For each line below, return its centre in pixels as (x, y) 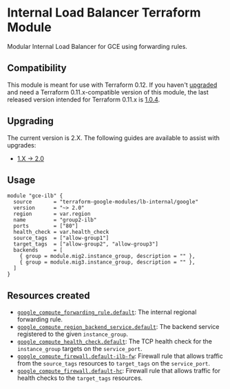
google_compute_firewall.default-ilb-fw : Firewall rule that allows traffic (120, 356)
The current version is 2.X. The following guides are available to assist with (114, 138)
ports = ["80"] (46, 226)
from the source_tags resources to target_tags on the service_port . (114, 363)
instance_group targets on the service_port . (80, 349)
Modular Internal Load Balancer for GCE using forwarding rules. (97, 46)
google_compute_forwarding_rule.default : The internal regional (107, 312)
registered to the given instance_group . (73, 334)
